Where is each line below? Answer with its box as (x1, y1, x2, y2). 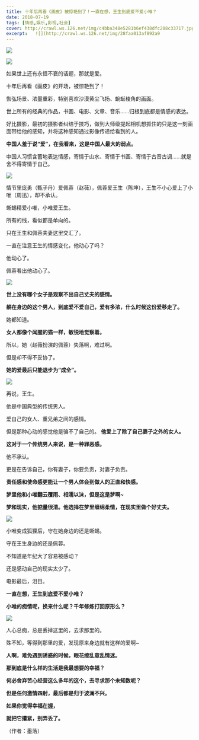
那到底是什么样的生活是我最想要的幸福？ (6, 665, 105, 672)
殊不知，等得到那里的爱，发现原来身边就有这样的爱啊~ (6, 639, 140, 646)
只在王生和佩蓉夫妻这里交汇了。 (6, 229, 84, 237)
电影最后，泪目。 (6, 578, 48, 585)
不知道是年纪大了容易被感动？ (6, 553, 79, 560)
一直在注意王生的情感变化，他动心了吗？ (6, 242, 105, 249)
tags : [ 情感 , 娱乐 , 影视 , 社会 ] (6, 20, 71, 25)
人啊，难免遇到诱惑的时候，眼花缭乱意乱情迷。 (6, 652, 120, 659)
